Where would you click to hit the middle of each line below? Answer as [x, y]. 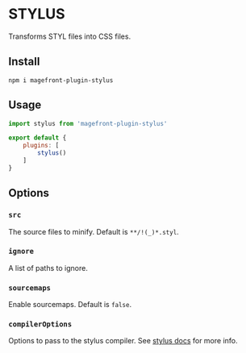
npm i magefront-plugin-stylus [61, 80]
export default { [38, 138]
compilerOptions [40, 324]
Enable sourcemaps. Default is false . [70, 305]
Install [24, 62]
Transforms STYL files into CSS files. [70, 36]
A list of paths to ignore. [48, 268]
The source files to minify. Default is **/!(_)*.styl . [94, 231]
